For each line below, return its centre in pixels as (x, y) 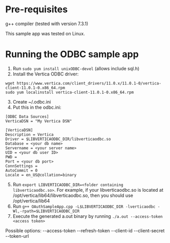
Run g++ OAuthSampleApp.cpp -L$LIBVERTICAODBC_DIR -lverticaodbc (84, 206)
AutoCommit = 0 (22, 170)
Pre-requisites (37, 9)
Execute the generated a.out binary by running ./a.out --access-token (88, 216)
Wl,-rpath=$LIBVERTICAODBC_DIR (46, 211)
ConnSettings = (22, 166)
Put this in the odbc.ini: (37, 107)
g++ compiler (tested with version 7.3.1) (47, 24)
